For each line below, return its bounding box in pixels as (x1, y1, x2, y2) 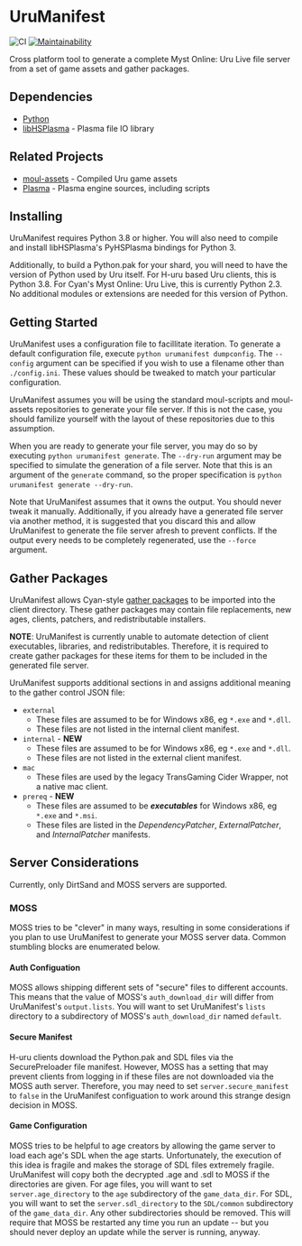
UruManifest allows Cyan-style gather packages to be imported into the (9, 595, 276, 605)
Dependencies (9, 89, 93, 105)
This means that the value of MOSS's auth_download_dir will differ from (9, 992, 274, 1002)
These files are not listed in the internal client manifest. (35, 724, 240, 734)
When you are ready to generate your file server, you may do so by (9, 440, 259, 452)
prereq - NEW (22, 791, 75, 801)
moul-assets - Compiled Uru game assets (22, 173, 178, 184)
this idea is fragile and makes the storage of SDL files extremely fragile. (9, 1159, 275, 1170)
